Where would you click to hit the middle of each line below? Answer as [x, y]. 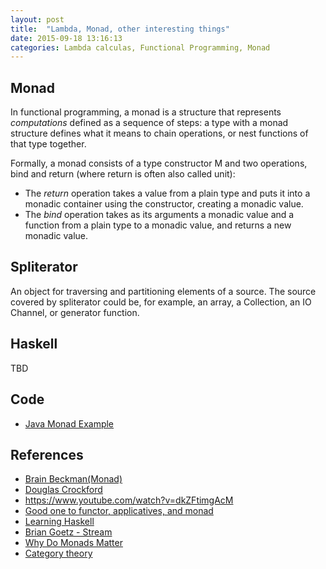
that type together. [48, 144]
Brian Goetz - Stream [68, 532]
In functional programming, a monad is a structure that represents [146, 112]
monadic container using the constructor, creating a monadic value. [164, 204]
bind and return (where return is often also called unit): [123, 174]
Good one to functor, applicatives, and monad [119, 511]
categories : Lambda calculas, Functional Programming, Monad [140, 47]
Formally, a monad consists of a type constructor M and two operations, [159, 163]
